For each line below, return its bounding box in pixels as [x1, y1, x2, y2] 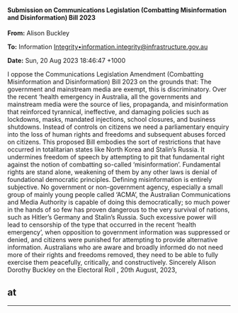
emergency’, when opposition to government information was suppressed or [7, 228, 230, 237]
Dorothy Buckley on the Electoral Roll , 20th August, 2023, [7, 266, 177, 274]
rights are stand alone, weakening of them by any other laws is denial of [7, 168, 217, 176]
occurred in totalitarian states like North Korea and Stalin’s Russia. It [7, 145, 205, 154]
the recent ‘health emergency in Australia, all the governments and [7, 93, 202, 101]
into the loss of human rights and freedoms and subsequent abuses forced [7, 130, 226, 139]
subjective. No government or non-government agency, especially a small [7, 183, 223, 191]
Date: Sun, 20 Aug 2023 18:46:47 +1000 [7, 57, 126, 65]
